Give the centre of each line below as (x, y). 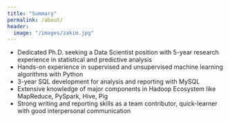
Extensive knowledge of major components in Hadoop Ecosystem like (116, 89)
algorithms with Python (50, 74)
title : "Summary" (32, 13)
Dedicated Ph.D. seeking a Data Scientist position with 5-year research (118, 52)
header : (18, 26)
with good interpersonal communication (74, 111)
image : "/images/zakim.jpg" (54, 33)
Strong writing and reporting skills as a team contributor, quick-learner (117, 103)
